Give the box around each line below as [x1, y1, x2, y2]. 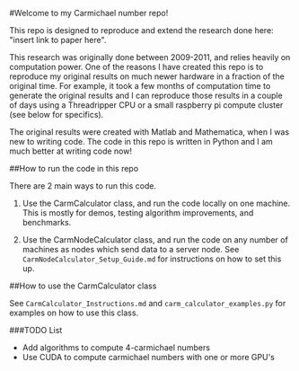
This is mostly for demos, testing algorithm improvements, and [22, 208, 254, 218]
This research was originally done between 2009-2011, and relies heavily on [9, 52, 291, 62]
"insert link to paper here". [9, 35, 107, 45]
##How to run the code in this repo [9, 163, 139, 173]
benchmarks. [22, 217, 72, 227]
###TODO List [9, 325, 63, 335]
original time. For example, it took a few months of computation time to [9, 81, 271, 91]
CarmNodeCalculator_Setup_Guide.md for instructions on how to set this [22, 253, 282, 264]
